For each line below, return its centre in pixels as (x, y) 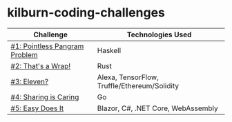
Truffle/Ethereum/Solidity (138, 85)
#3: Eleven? (30, 81)
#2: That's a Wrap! (41, 65)
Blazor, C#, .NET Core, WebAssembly (158, 108)
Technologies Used (159, 34)
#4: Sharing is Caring (45, 96)
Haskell (109, 50)
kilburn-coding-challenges (86, 13)
